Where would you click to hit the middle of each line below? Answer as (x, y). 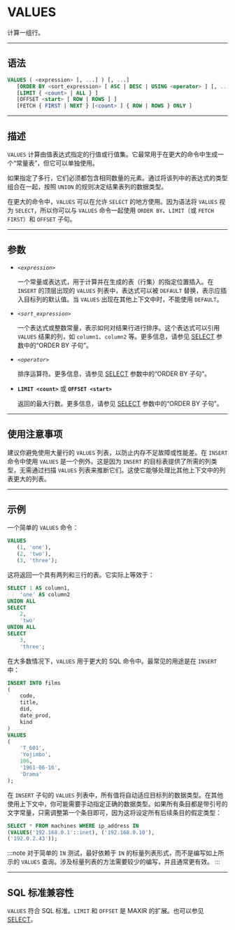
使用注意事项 (35, 434)
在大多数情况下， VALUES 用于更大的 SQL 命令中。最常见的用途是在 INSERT (112, 661)
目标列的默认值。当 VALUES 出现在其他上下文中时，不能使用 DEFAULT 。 (123, 299)
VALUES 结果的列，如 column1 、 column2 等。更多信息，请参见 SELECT (116, 336)
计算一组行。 (26, 32)
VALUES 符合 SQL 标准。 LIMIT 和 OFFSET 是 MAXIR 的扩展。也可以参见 (106, 911)
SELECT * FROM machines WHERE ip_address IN (73, 826)
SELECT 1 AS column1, (39, 588)
